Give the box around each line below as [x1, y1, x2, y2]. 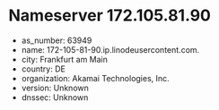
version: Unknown [21, 82, 89, 93]
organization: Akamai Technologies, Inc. [21, 72, 170, 83]
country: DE [21, 63, 66, 74]
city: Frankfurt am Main [21, 54, 109, 64]
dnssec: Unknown [21, 91, 89, 103]
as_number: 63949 [21, 35, 92, 46]
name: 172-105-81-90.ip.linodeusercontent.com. [21, 44, 200, 55]
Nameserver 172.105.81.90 [8, 5, 212, 26]
